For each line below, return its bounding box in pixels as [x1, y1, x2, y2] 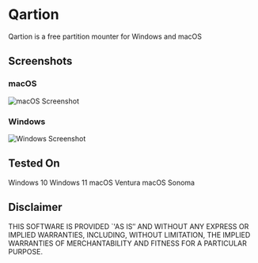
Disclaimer [8, 201, 63, 214]
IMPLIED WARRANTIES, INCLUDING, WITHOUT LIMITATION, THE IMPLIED [8, 230, 251, 239]
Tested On [8, 156, 61, 171]
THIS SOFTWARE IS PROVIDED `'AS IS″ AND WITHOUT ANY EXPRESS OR [8, 221, 249, 231]
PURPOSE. [8, 246, 44, 256]
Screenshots [8, 54, 73, 68]
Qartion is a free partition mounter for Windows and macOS [8, 32, 203, 41]
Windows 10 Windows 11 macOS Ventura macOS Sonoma [8, 178, 195, 187]
